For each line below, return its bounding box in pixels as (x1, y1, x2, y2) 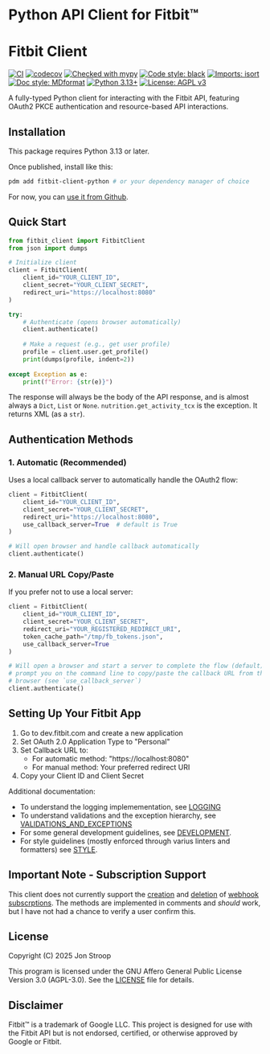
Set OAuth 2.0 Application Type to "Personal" (19, 736, 170, 746)
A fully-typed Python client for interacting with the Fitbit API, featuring (8, 93, 239, 103)
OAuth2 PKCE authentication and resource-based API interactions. (8, 102, 229, 112)
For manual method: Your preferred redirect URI (31, 762, 190, 772)
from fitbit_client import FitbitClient (8, 236, 146, 244)
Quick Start (8, 215, 67, 229)
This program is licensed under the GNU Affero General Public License (8, 966, 243, 976)
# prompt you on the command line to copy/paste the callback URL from (8, 670, 253, 678)
